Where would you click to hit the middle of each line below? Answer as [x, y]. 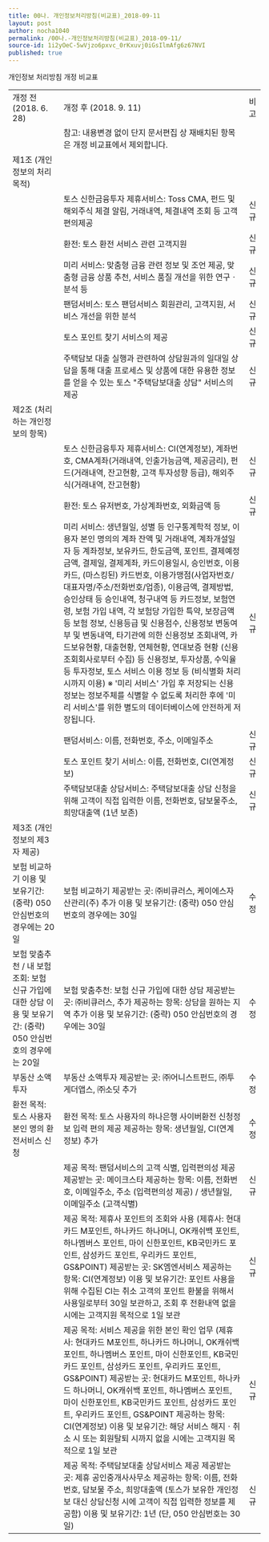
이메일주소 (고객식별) [101, 1204]
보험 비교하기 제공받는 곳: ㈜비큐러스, [129, 891]
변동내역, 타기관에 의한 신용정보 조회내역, [155, 635]
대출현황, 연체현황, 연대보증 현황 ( [164, 647]
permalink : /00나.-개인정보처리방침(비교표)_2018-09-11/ [95, 38]
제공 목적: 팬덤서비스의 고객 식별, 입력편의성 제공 [150, 1168]
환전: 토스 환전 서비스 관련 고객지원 [125, 244]
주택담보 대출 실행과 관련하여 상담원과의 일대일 [147, 358]
